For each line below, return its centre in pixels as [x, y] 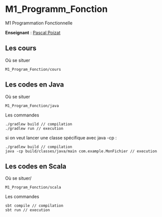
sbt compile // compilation [34, 206]
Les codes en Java [35, 85]
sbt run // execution [28, 210]
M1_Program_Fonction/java [32, 106]
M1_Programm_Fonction [57, 9]
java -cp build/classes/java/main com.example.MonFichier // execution [81, 151]
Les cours [21, 48]
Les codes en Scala [36, 166]
